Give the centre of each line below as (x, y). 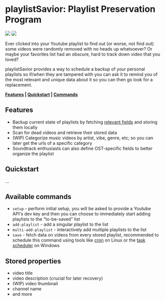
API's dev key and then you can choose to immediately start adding (81, 214)
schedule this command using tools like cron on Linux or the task (79, 240)
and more (22, 294)
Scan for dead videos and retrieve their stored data (65, 132)
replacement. (19, 85)
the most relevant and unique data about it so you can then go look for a (79, 79)
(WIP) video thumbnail (35, 284)
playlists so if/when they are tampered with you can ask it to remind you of (82, 74)
